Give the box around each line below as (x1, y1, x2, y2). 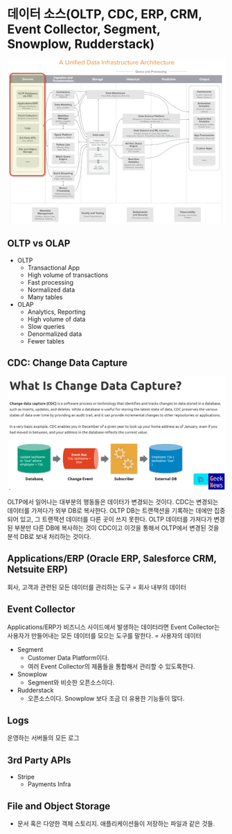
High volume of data (27, 314, 86, 323)
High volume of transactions (27, 271, 109, 279)
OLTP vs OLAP (7, 238, 71, 249)
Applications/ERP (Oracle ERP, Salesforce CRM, (7, 553, 217, 565)
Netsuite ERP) (7, 564, 68, 576)
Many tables (27, 292, 63, 301)
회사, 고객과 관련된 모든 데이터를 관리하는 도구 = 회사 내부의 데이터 (7, 583, 187, 591)
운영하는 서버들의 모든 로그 (7, 734, 80, 742)
